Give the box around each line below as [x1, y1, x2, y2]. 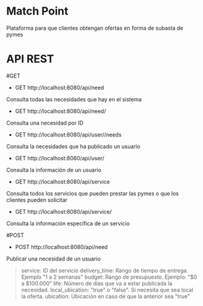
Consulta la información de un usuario [6, 166, 102, 174]
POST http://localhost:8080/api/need [15, 243, 108, 250]
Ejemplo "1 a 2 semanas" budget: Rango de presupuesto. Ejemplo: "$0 [21, 273, 198, 280]
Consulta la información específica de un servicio [6, 220, 130, 227]
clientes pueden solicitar [6, 196, 68, 203]
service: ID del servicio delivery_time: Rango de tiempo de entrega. [21, 267, 188, 274]
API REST [6, 52, 55, 66]
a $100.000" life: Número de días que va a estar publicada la [21, 279, 173, 287]
